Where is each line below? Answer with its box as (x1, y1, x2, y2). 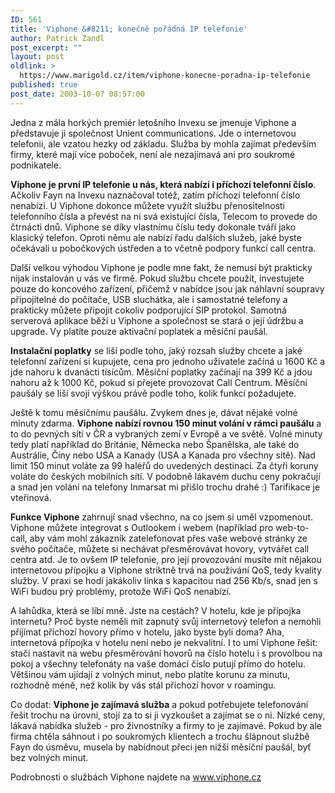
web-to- (275, 521, 310, 533)
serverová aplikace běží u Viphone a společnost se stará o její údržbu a (10, 314, 304, 326)
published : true (10, 80, 78, 90)
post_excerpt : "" (10, 42, 83, 53)
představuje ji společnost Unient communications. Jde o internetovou (10, 127, 297, 139)
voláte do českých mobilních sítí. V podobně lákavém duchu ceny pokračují (10, 470, 321, 482)
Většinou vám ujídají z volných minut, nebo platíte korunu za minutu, (10, 668, 291, 680)
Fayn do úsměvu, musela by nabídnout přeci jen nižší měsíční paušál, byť (10, 741, 312, 753)
